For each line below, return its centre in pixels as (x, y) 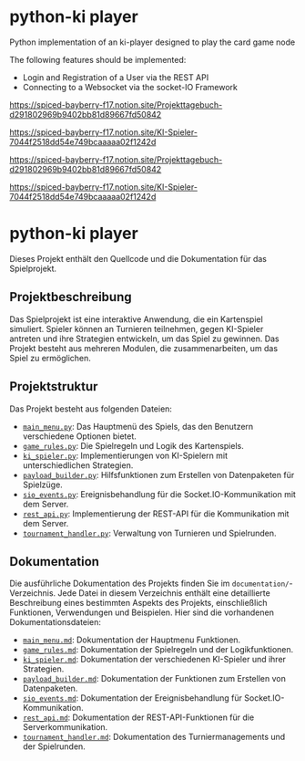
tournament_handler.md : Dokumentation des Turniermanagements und (154, 737)
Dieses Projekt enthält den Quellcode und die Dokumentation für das (138, 258)
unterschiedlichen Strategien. (78, 465)
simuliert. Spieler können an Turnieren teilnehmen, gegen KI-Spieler (137, 328)
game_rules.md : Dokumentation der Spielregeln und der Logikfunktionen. (158, 650)
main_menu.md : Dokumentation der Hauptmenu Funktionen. (132, 640)
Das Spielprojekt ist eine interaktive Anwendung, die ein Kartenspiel (137, 319)
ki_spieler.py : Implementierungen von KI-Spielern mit (125, 455)
